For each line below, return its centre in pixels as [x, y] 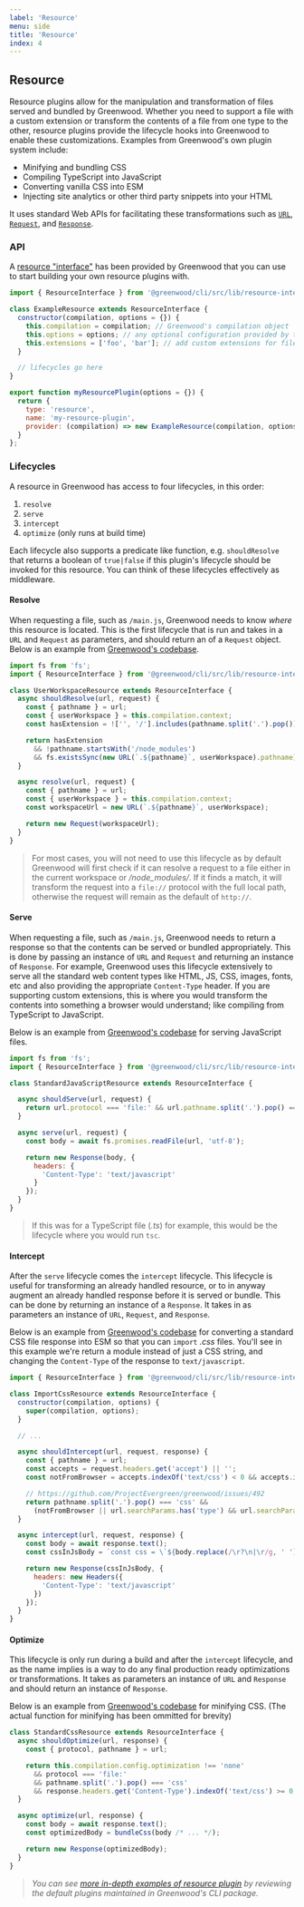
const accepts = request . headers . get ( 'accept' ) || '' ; [131, 1469]
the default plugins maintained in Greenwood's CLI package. [145, 1892]
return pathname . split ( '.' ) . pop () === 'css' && [117, 1502]
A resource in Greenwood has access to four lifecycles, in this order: [137, 486]
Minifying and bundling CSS [74, 168]
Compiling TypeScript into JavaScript [92, 177]
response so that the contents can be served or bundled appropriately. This [150, 947]
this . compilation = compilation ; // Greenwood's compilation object [157, 326]
